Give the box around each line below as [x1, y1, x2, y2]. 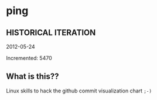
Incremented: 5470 [6, 55, 52, 61]
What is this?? [6, 72, 59, 82]
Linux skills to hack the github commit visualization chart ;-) [6, 87, 152, 94]
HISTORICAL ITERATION [6, 28, 96, 38]
